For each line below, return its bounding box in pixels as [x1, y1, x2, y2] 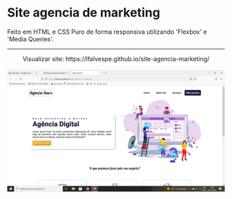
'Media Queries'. [7, 34, 54, 43]
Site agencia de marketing [7, 5, 161, 21]
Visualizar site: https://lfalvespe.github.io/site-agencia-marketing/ [22, 54, 210, 63]
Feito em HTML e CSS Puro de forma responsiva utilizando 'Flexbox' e [7, 28, 207, 36]
